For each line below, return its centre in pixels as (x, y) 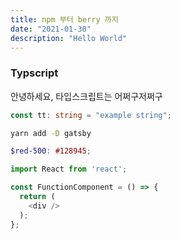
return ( (37, 197)
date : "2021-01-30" (51, 29)
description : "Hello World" (69, 38)
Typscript (34, 73)
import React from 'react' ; (69, 169)
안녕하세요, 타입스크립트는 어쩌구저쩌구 (86, 96)
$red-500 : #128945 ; (51, 151)
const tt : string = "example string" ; (91, 115)
